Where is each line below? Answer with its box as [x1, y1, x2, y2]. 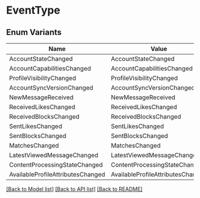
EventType [6, 4, 61, 17]
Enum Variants [6, 27, 62, 37]
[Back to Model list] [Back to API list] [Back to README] [6, 186, 143, 193]
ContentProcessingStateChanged [9, 161, 103, 169]
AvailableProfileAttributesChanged [9, 170, 105, 178]
